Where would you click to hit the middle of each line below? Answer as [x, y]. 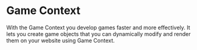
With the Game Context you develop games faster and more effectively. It [98, 27]
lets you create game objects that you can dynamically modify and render [98, 34]
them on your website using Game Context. [60, 40]
